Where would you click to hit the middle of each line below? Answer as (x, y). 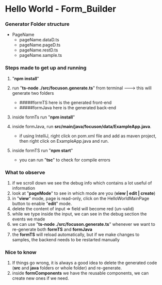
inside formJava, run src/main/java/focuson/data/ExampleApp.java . (82, 126)
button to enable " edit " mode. (42, 204)
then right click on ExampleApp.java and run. (64, 141)
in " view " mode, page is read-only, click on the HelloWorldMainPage (81, 199)
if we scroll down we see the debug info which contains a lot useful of (82, 183)
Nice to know (21, 252)
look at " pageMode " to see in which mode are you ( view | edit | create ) (84, 193)
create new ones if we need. (40, 278)
